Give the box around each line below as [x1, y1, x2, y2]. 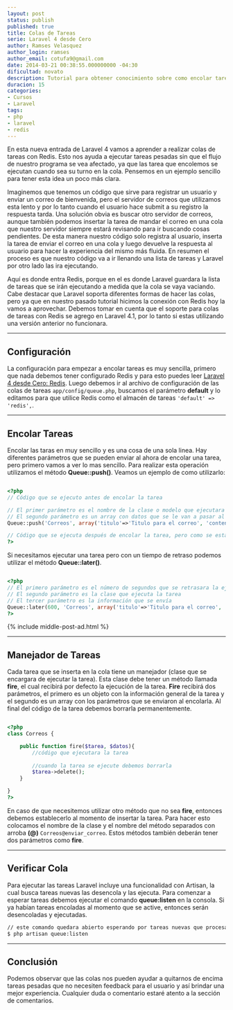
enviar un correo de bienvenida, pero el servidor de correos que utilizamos [7, 195, 221, 204]
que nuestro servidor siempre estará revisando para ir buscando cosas [7, 225, 210, 233]
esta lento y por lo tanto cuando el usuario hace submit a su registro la [7, 202, 209, 211]
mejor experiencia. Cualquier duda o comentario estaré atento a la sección [7, 989, 221, 998]
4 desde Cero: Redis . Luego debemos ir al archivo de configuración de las [7, 379, 220, 388]
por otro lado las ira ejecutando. [7, 261, 98, 270]
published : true [7, 23, 54, 30]
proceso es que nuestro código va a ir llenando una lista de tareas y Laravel [7, 254, 224, 263]
